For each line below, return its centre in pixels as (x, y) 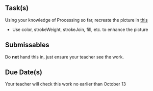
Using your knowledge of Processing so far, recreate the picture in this (76, 20)
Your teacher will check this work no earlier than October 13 (65, 84)
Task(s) (17, 8)
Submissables (27, 45)
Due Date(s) (24, 73)
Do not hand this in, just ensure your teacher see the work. (64, 57)
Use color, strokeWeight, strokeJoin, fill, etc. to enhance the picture (80, 30)
